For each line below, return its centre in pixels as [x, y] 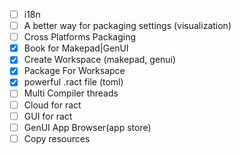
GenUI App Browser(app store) [87, 127]
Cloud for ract [52, 105]
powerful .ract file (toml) [73, 82]
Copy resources [57, 138]
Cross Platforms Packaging [80, 37]
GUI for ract [48, 116]
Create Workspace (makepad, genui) [100, 60]
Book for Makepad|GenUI [76, 48]
